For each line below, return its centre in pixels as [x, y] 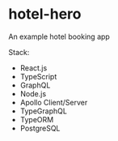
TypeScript [38, 76]
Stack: [19, 52]
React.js [34, 68]
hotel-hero [45, 14]
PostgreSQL [40, 128]
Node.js [33, 93]
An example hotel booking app [59, 36]
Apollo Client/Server [54, 102]
